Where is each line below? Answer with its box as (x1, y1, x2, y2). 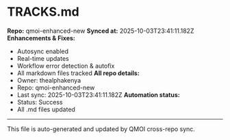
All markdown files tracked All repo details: (16, 69, 140, 77)
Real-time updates (16, 54, 70, 62)
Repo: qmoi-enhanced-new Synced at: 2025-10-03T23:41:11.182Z (7, 27, 194, 35)
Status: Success (16, 98, 63, 106)
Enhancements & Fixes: (7, 33, 75, 42)
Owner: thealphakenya (16, 76, 81, 84)
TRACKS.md (7, 4, 80, 20)
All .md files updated (16, 105, 75, 113)
